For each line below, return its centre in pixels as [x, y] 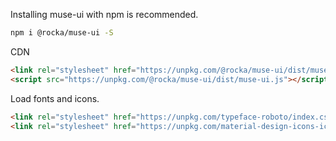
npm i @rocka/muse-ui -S [62, 33]
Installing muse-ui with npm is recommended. [104, 14]
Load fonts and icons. [55, 98]
